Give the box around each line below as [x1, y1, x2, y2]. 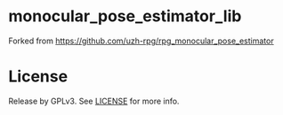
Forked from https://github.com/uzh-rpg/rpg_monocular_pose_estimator [8, 35, 274, 46]
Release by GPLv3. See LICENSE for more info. [8, 96, 180, 106]
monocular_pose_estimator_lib [8, 6, 242, 27]
